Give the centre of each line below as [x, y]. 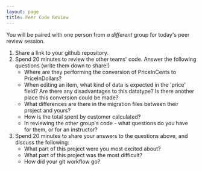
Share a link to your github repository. [62, 52]
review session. [26, 41]
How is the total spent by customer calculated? [82, 117]
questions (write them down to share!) [62, 65]
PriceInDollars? [43, 78]
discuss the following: [42, 142]
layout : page [23, 12]
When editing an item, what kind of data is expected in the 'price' [105, 84]
